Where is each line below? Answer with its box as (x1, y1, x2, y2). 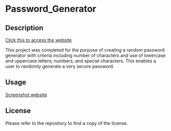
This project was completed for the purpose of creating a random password (5, 47, 165, 53)
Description (5, 24, 43, 32)
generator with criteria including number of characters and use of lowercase (5, 52, 166, 58)
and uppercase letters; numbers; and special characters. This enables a (5, 58, 157, 64)
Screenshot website (5, 92, 47, 98)
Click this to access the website (5, 37, 72, 43)
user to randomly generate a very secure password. (5, 63, 114, 69)
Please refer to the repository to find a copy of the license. (5, 120, 128, 126)
